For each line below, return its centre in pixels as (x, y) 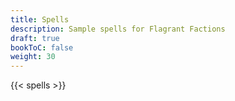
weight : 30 (33, 57)
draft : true (35, 38)
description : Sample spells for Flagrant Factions (118, 29)
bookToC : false (42, 47)
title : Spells (40, 19)
